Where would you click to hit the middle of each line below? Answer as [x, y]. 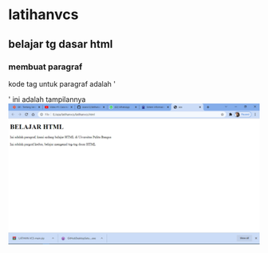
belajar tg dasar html [61, 44]
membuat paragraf [45, 67]
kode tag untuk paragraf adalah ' [62, 84]
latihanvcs [43, 15]
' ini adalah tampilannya [47, 99]
